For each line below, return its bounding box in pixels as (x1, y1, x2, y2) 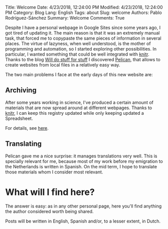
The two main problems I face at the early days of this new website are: (5, 72, 153, 77)
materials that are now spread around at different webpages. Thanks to (5, 105, 152, 111)
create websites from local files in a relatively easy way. (5, 62, 120, 68)
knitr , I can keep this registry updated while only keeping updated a (5, 110, 144, 116)
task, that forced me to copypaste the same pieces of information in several (5, 35, 161, 41)
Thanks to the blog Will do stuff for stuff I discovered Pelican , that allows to (5, 57, 160, 62)
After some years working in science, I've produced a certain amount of (5, 99, 154, 105)
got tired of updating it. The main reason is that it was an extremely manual (5, 30, 160, 36)
